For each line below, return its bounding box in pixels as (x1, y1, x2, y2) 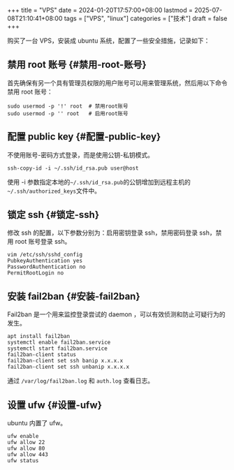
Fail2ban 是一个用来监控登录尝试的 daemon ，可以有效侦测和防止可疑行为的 (7, 310, 226, 318)
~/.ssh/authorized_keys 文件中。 (7, 186, 101, 195)
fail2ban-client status (7, 351, 77, 358)
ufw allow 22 (7, 439, 45, 446)
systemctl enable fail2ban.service (7, 339, 111, 346)
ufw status (7, 457, 39, 464)
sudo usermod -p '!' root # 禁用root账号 (7, 103, 129, 110)
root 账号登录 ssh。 (15, 237, 71, 246)
